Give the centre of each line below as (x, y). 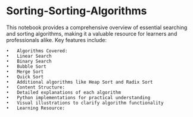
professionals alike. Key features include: (57, 40)
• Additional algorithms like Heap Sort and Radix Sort (80, 82)
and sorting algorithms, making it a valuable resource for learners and (92, 33)
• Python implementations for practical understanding (78, 97)
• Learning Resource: (36, 108)
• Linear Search (29, 56)
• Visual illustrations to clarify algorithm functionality (85, 103)
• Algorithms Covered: (37, 51)
